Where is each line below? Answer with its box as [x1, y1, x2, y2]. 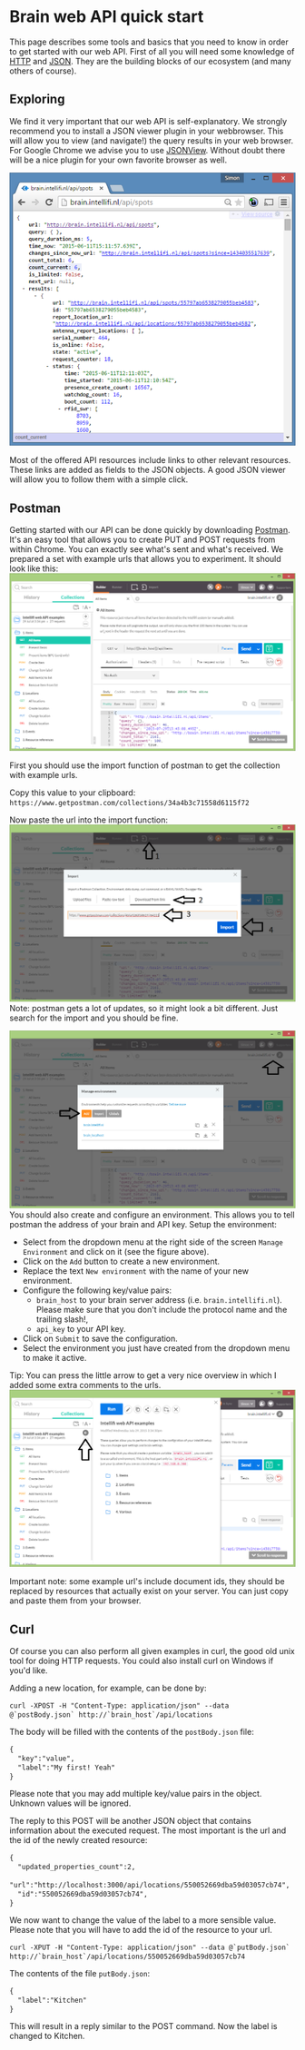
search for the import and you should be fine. [9, 1012, 179, 1023]
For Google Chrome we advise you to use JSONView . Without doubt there [9, 144, 286, 155]
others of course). [9, 65, 77, 76]
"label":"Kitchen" [17, 1996, 88, 2005]
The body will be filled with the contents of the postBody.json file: [9, 1726, 254, 1737]
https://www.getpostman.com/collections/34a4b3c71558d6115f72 [9, 798, 250, 807]
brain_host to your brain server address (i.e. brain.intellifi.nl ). [35, 1294, 283, 1305]
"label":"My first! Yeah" [17, 1763, 116, 1772]
